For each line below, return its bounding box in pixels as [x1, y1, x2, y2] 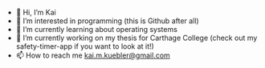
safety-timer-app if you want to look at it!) [15, 42, 154, 51]
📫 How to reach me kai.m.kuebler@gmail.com [15, 50, 170, 60]
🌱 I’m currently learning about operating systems [15, 25, 178, 34]
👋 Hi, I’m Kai [15, 8, 56, 17]
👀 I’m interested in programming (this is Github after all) [15, 16, 199, 26]
